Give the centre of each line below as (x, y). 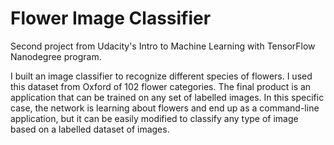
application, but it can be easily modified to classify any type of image (154, 118)
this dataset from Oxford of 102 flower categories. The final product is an (161, 86)
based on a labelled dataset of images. (90, 129)
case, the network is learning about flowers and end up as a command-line (165, 108)
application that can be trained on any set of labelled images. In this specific (167, 97)
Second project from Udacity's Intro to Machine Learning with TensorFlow (163, 46)
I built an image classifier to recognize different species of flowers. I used (161, 76)
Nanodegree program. (56, 56)
